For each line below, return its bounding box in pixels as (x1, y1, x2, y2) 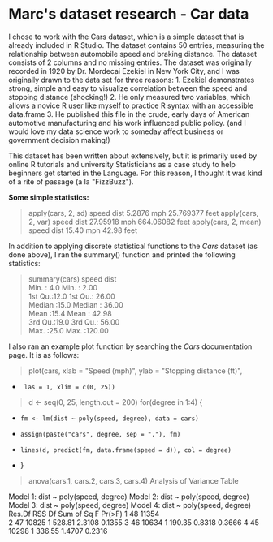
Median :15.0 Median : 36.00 (28, 299, 123, 309)
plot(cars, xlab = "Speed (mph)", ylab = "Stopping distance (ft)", (28, 366, 243, 376)
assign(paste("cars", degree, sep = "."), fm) (19, 430, 181, 438)
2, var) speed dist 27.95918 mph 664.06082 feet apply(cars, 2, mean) (28, 217, 262, 226)
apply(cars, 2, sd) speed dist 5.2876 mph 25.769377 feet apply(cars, (28, 208, 259, 217)
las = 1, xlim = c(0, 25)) (24, 383, 115, 391)
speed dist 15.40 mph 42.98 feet (28, 225, 138, 235)
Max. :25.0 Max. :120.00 (28, 325, 110, 335)
